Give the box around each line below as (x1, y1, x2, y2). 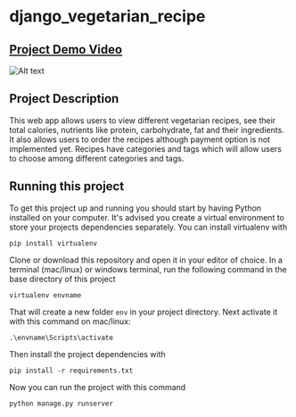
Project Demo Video (9, 42, 123, 57)
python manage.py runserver (9, 399, 114, 408)
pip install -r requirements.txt (9, 366, 134, 375)
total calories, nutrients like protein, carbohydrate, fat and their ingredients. (9, 124, 285, 135)
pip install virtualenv (9, 238, 98, 247)
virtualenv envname (9, 290, 82, 300)
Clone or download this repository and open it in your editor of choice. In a (9, 254, 284, 265)
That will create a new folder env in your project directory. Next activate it (9, 306, 278, 317)
